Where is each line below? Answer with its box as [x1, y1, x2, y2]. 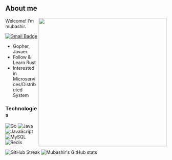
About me [5, 4, 37, 13]
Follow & [12, 54, 31, 60]
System [12, 92, 29, 98]
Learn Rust [12, 59, 36, 66]
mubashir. [5, 23, 27, 29]
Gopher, [12, 43, 30, 49]
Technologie [5, 105, 37, 112]
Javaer [12, 48, 28, 54]
